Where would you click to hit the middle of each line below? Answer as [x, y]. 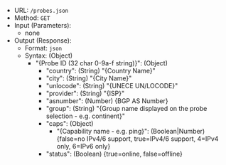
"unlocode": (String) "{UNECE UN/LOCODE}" [112, 86]
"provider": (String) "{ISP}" [85, 93]
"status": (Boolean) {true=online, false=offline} [114, 154]
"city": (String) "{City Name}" [89, 78]
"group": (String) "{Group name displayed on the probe [127, 108]
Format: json [43, 48]
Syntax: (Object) [49, 55]
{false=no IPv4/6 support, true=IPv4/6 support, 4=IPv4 [138, 139]
